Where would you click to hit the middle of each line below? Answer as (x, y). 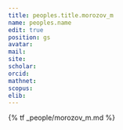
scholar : (22, 67)
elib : (17, 96)
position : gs (29, 37)
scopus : (21, 88)
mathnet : (22, 81)
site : (17, 60)
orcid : (19, 74)
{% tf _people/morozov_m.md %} (62, 117)
